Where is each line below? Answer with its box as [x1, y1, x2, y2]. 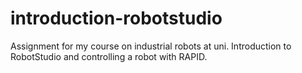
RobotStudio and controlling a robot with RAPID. [10, 50, 208, 62]
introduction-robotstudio [10, 7, 223, 30]
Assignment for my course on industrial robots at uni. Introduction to [10, 40, 292, 52]
